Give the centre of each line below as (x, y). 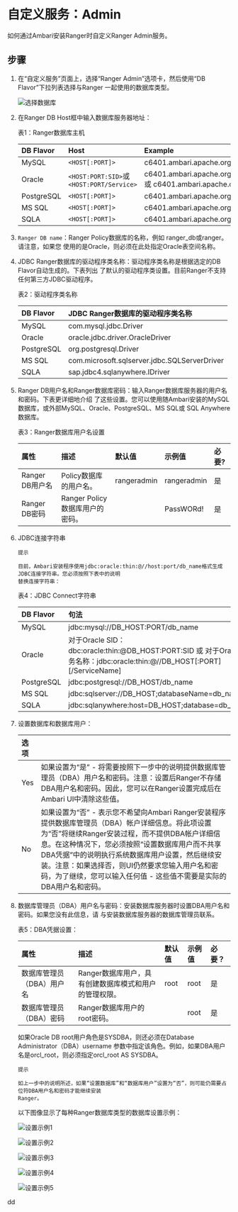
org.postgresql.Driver (104, 349)
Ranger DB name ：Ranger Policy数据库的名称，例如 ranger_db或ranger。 (123, 237)
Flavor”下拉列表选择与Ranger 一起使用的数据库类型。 (95, 87)
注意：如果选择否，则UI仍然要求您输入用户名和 (133, 865)
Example (159, 150)
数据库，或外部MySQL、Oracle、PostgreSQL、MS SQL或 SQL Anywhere (124, 408)
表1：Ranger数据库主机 (51, 133)
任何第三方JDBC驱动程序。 (57, 279)
